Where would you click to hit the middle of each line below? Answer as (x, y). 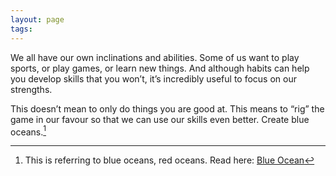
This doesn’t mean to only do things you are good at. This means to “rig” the (167, 108)
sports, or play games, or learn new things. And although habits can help (160, 68)
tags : (21, 29)
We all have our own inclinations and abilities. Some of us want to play (155, 57)
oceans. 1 (28, 131)
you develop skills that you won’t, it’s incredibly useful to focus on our (153, 78)
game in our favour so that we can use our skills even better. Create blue (160, 119)
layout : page (37, 19)
